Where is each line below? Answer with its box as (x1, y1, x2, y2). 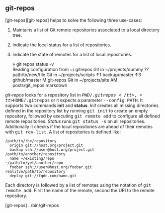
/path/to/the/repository (5, 138, 57, 143)
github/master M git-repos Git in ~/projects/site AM (12, 77, 118, 83)
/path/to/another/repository (5, 151, 66, 156)
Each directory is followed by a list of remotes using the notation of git (5, 182, 152, 188)
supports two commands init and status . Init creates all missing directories (5, 102, 159, 108)
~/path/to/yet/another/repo (5, 160, 64, 165)
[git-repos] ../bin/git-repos (5, 202, 59, 208)
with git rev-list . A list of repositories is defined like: (5, 129, 121, 135)
